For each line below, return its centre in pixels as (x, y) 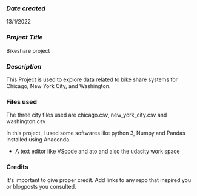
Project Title (25, 38)
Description (24, 66)
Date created (26, 8)
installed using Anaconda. (38, 140)
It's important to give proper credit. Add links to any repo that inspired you (99, 180)
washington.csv (26, 121)
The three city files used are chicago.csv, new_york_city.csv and (87, 115)
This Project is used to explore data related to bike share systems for (92, 79)
